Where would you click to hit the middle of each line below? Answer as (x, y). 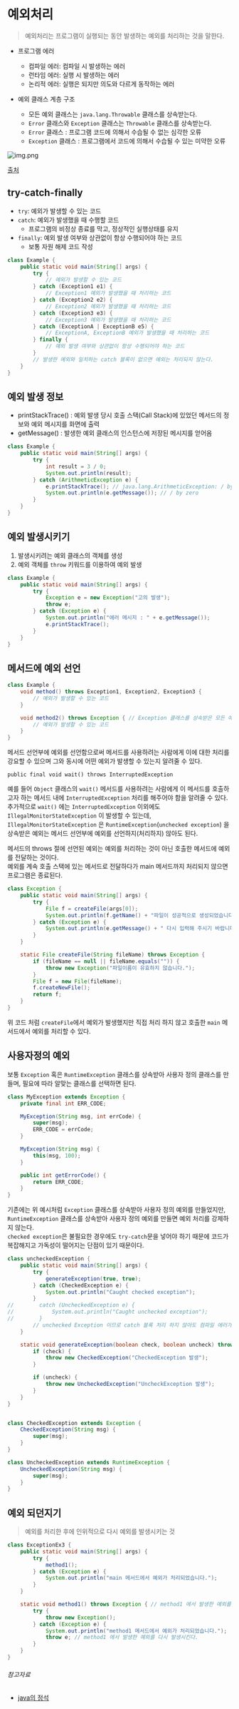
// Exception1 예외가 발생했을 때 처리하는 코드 (108, 293)
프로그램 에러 (36, 51)
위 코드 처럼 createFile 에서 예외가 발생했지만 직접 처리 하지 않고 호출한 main (114, 1022)
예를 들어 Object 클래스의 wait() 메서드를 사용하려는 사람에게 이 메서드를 (109, 789)
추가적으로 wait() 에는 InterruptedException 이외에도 (84, 807)
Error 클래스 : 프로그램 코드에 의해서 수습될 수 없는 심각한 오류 (115, 132)
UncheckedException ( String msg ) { (71, 1469)
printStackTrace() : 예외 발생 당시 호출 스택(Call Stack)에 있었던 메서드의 (119, 415)
